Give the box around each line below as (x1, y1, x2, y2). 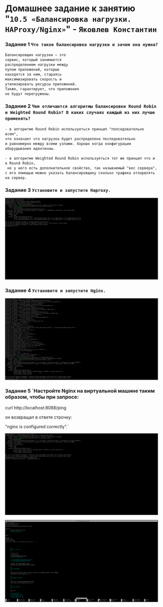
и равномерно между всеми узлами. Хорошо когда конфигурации (5, 141, 131, 146)
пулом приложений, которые (5, 67, 60, 72)
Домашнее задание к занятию (5, 3, 136, 14)
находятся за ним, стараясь (5, 72, 62, 77)
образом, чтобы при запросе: (5, 394, 79, 401)
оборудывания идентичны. (5, 146, 55, 151)
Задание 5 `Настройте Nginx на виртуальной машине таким (5, 387, 155, 394)
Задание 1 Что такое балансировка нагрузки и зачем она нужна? (5, 41, 158, 48)
